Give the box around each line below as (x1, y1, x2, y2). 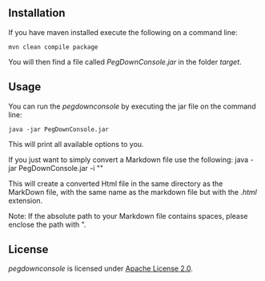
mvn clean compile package (8, 43, 98, 51)
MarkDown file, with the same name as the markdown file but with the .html (8, 187, 258, 196)
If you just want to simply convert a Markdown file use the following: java (8, 155, 249, 164)
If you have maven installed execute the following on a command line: (8, 27, 238, 37)
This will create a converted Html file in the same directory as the (8, 179, 223, 188)
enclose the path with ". (8, 220, 86, 229)
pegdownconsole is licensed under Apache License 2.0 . (8, 263, 194, 274)
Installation (8, 6, 66, 20)
